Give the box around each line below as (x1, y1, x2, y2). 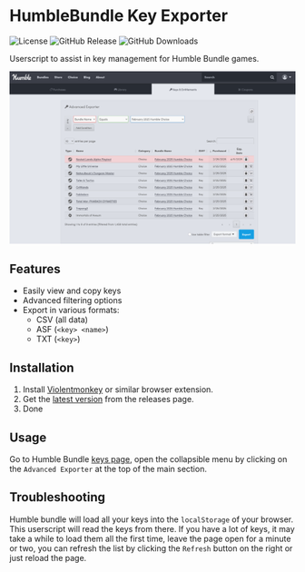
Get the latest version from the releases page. (22, 394, 194, 405)
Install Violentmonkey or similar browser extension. (22, 384, 213, 395)
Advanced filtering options (22, 295, 123, 306)
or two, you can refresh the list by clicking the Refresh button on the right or (9, 542, 293, 554)
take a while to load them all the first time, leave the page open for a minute (9, 533, 291, 544)
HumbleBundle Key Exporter (9, 5, 229, 26)
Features (9, 261, 61, 277)
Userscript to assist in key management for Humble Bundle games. (9, 53, 260, 64)
